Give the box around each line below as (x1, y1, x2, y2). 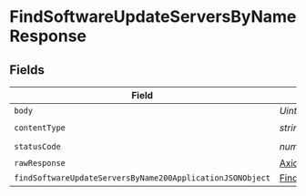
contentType (14, 122, 66, 133)
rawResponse (14, 158, 66, 168)
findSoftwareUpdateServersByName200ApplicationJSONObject (14, 173, 271, 183)
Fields (9, 62, 46, 77)
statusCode (14, 141, 61, 151)
